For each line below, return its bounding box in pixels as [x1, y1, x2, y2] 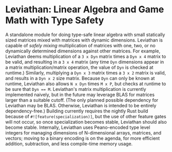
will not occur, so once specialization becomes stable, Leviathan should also [5, 119, 167, 125]
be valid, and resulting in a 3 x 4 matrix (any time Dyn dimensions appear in [5, 59, 164, 65]
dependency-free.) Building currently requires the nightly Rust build [5, 108, 148, 114]
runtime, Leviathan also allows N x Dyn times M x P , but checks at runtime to [5, 81, 166, 87]
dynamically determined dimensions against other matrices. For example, [5, 48, 161, 54]
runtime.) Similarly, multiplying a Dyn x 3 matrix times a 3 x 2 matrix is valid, [5, 69, 166, 75]
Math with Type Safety [5, 14, 104, 26]
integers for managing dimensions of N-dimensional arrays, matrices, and [5, 129, 162, 136]
